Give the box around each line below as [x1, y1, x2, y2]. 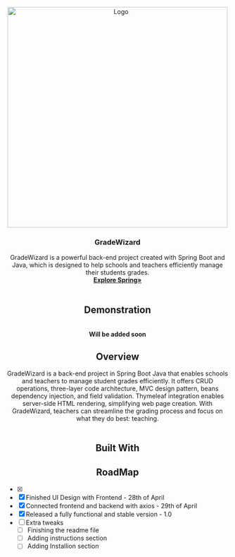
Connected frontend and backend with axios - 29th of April [25, 502, 198, 510]
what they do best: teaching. [76, 414, 159, 422]
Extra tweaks [25, 518, 64, 527]
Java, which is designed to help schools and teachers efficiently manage [12, 260, 223, 270]
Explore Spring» [93, 276, 142, 285]
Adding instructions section [27, 534, 107, 542]
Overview [95, 350, 140, 362]
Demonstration [83, 304, 152, 316]
